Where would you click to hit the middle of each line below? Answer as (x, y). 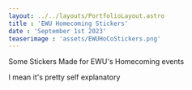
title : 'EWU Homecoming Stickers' (68, 24)
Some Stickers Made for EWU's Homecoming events (96, 62)
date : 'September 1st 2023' (58, 31)
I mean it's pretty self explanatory (64, 77)
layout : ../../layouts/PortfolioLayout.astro (86, 16)
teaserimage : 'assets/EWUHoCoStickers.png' (85, 39)
